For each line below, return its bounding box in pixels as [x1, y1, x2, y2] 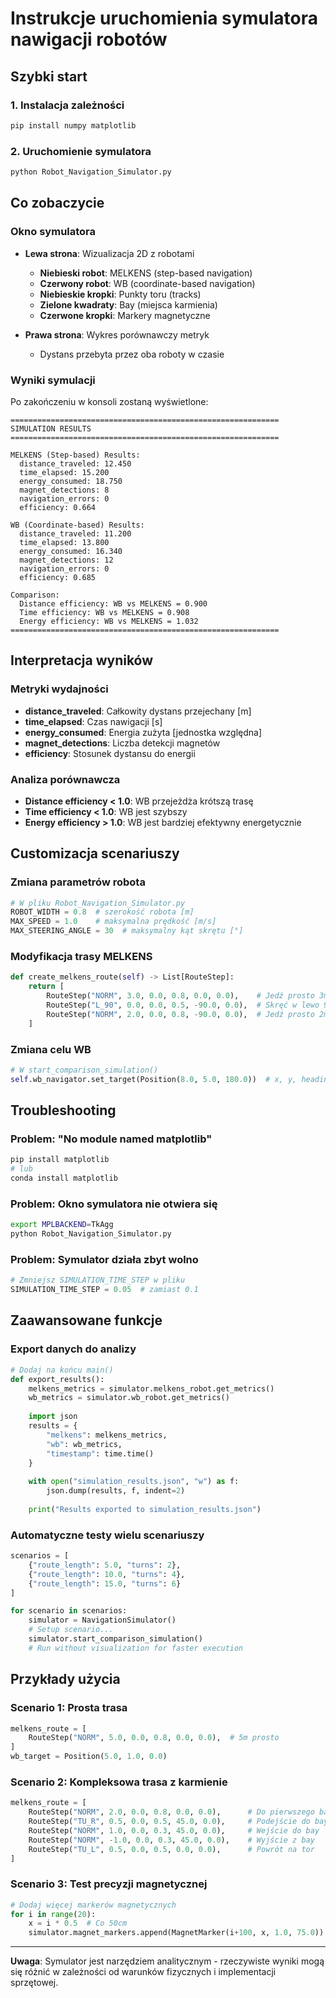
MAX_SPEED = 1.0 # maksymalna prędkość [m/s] [10, 917, 217, 927]
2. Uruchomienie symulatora [10, 144, 152, 158]
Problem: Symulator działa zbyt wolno [10, 1252, 199, 1266]
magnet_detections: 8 [19, 485, 110, 495]
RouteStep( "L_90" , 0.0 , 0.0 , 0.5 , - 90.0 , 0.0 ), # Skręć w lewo [46, 1000, 320, 1010]
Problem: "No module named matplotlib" [10, 1132, 213, 1146]
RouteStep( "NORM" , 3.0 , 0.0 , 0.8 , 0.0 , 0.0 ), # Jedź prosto [46, 991, 315, 1001]
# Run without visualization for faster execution [28, 1643, 244, 1653]
